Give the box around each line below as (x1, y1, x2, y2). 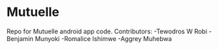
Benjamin (6, 34, 34, 42)
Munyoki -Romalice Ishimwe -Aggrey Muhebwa (34, 34, 173, 42)
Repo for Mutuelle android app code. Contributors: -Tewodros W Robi (6, 27, 208, 35)
